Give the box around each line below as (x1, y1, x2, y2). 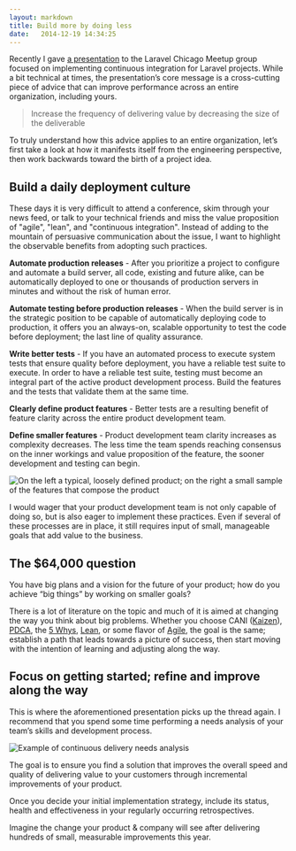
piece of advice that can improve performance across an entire (9, 81, 239, 93)
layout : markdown (9, 12, 73, 22)
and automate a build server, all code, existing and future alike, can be (9, 267, 265, 278)
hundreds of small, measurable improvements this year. (9, 832, 211, 842)
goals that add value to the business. (9, 530, 143, 541)
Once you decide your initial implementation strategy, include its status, (9, 795, 269, 806)
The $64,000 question (9, 555, 137, 571)
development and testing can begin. (9, 458, 140, 469)
